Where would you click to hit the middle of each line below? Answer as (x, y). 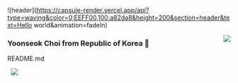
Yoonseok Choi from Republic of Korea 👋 (79, 43)
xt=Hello (20, 25)
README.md (26, 58)
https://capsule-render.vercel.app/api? (93, 10)
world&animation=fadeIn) (70, 25)
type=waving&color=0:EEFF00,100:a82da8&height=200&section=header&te (119, 18)
